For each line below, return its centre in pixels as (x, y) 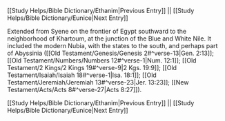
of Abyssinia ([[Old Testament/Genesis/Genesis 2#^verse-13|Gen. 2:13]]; (110, 53)
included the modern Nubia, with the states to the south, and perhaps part (112, 46)
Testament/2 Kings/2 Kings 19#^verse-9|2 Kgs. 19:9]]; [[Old (92, 68)
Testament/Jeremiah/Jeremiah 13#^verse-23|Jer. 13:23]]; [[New (98, 82)
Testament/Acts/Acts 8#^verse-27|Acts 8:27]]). (75, 90)
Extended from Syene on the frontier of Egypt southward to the (97, 31)
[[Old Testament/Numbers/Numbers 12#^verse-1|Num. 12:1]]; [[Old (102, 60)
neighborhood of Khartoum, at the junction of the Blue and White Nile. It (109, 38)
